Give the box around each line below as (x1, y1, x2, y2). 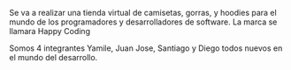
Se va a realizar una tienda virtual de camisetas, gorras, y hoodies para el (9, 8, 277, 17)
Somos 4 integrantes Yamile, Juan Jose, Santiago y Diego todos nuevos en (9, 43, 283, 53)
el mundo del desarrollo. (9, 52, 98, 62)
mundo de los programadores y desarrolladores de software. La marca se (9, 17, 278, 27)
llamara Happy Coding (9, 26, 91, 36)
